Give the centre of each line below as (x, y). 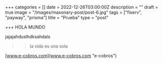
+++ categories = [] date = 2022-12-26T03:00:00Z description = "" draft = (82, 7)
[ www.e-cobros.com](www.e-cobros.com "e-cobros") (61, 56)
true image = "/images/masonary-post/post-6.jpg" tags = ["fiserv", (74, 12)
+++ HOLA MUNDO (25, 27)
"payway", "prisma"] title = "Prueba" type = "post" (57, 17)
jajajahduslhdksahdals (28, 37)
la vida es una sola (49, 46)
